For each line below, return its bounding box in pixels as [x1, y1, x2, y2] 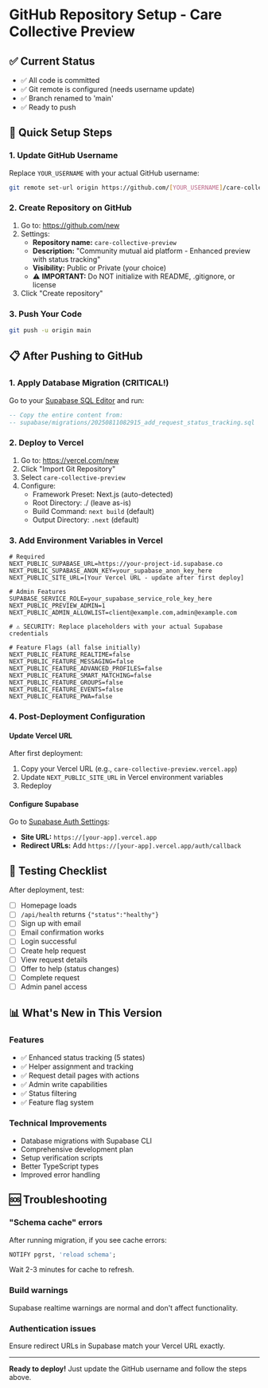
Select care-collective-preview [20, 473, 126, 482]
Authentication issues [9, 1323, 96, 1334]
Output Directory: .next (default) [32, 515, 140, 524]
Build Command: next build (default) [32, 506, 154, 516]
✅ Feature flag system [20, 1097, 94, 1107]
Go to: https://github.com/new [20, 220, 120, 230]
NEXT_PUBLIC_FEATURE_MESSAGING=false [9, 658, 134, 666]
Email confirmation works [20, 927, 104, 937]
